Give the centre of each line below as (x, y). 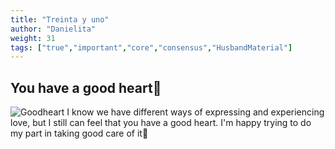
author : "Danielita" (53, 29)
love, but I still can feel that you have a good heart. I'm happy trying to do (161, 123)
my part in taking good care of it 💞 (79, 133)
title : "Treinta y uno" (60, 19)
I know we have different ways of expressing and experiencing (195, 112)
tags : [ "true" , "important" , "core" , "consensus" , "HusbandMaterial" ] (151, 47)
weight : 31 (33, 38)
